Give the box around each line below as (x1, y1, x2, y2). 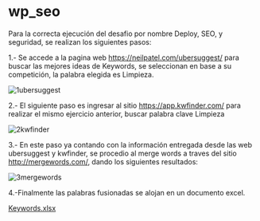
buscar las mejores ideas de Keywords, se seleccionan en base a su (8, 61, 232, 70)
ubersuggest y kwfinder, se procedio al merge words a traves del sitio (8, 148, 237, 158)
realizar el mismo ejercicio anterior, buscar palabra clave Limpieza (8, 109, 225, 118)
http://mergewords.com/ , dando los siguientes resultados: (8, 156, 199, 166)
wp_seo (8, 2, 61, 21)
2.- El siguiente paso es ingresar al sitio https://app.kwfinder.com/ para (8, 101, 241, 110)
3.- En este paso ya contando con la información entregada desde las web (8, 140, 253, 149)
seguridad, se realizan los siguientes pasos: (8, 37, 152, 46)
